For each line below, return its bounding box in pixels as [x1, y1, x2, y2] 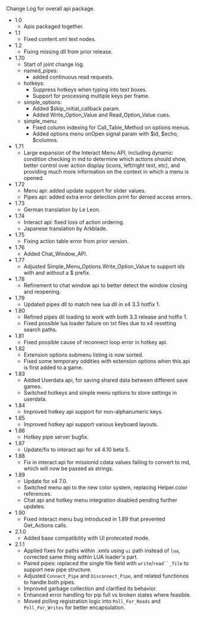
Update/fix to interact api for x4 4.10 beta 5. [23, 446, 130, 453]
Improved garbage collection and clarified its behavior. [23, 585, 157, 592]
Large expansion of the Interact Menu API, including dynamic [23, 149, 173, 156]
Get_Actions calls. [23, 522, 68, 528]
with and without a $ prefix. [23, 269, 91, 276]
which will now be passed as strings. [23, 465, 114, 472]
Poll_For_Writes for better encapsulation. [23, 604, 126, 611]
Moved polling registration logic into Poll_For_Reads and [23, 597, 161, 605]
